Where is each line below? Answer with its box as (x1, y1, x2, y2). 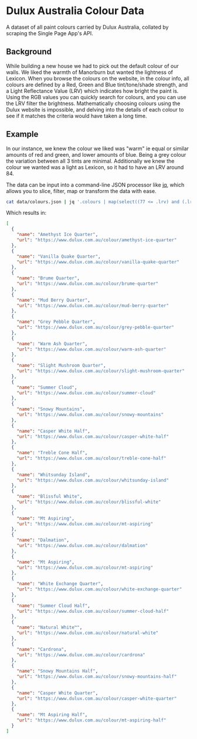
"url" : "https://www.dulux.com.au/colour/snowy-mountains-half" (16, 674, 177, 680)
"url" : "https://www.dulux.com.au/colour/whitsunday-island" (16, 477, 169, 483)
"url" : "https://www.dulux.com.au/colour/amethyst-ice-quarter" (16, 237, 177, 243)
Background (6, 47, 52, 57)
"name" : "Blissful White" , (16, 494, 83, 500)
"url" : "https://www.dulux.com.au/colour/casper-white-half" (16, 433, 169, 440)
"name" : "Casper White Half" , (16, 428, 91, 434)
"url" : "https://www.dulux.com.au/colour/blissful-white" (16, 499, 161, 505)
